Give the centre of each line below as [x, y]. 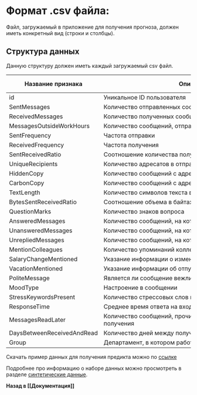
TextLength [25, 193]
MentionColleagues [36, 249]
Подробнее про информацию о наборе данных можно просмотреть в [94, 368]
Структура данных [43, 52]
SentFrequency [30, 135]
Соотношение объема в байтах [148, 202]
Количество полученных [139, 116]
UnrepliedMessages [37, 240]
